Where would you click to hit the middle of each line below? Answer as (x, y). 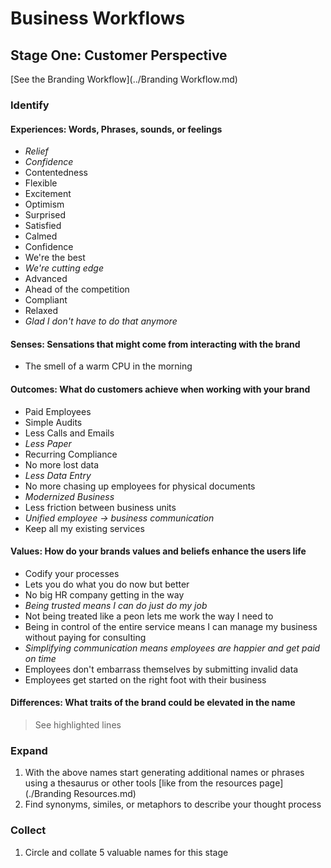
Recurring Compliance (71, 454)
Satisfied (43, 226)
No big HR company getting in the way (104, 594)
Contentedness (56, 173)
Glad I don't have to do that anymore (101, 321)
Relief (36, 151)
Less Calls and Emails (69, 433)
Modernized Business (69, 496)
